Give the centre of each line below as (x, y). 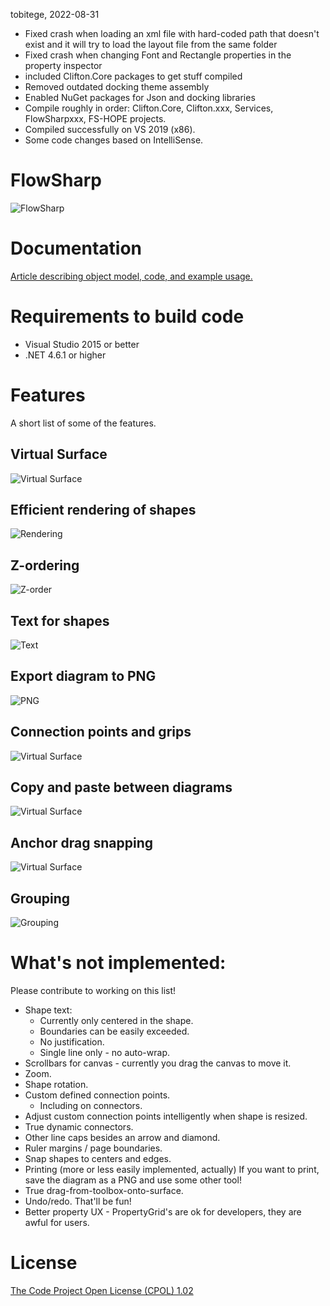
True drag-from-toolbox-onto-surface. (104, 1190)
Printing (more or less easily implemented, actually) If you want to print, (172, 1169)
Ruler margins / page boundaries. (93, 1148)
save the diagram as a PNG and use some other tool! (133, 1180)
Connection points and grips (101, 732)
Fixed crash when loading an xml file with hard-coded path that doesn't (172, 33)
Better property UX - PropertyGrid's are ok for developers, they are (163, 1212)
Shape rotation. (56, 1084)
